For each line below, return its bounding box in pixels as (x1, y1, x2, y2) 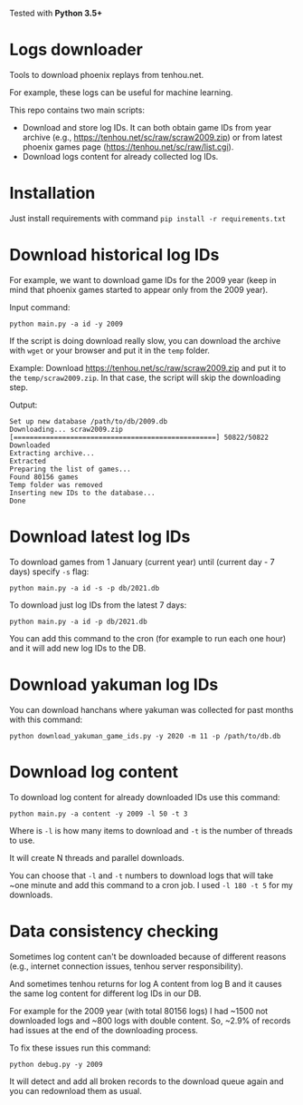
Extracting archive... (9, 448, 95, 457)
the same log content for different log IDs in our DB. (9, 988, 202, 999)
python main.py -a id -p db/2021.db (9, 617, 147, 626)
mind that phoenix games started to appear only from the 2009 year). (9, 284, 269, 295)
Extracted (9, 456, 47, 465)
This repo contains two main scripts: (9, 104, 145, 115)
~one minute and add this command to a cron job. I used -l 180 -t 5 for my (9, 879, 294, 890)
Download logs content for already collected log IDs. (22, 151, 219, 161)
